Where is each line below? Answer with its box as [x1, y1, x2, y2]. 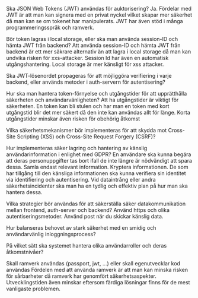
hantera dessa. [6, 189, 43, 195]
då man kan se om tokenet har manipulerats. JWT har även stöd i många [6, 18, 183, 24]
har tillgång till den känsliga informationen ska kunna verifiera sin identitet [6, 170, 186, 177]
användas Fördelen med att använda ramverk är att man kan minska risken [6, 267, 189, 273]
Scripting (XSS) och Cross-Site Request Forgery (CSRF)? [17, 133, 156, 140]
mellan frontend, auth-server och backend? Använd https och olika [6, 207, 170, 213]
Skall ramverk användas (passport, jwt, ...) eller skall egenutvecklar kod [6, 260, 181, 267]
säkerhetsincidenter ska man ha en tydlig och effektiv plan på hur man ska [6, 182, 188, 189]
